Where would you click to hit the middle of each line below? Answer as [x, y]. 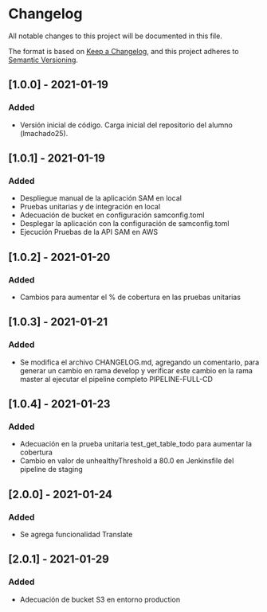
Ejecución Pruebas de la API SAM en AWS [88, 232]
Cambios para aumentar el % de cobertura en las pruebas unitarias [130, 297]
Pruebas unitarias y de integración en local [90, 207]
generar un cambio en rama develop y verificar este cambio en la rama [136, 370]
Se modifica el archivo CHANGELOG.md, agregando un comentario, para [139, 362]
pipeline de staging [51, 470]
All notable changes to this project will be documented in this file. [116, 36]
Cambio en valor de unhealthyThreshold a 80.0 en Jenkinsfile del [127, 461]
